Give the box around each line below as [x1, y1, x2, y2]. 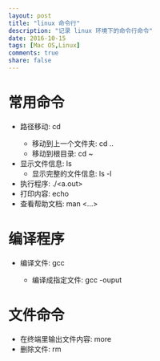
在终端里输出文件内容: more [19, 334, 112, 343]
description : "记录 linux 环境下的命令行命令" [8, 26, 154, 34]
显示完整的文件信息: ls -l [31, 168, 112, 178]
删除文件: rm [19, 344, 62, 354]
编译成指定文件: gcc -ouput [31, 274, 122, 285]
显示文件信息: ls [19, 158, 72, 168]
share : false [8, 57, 52, 65]
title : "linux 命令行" [8, 19, 81, 27]
